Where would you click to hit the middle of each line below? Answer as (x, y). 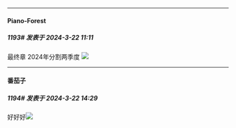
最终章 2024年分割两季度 (44, 56)
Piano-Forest (27, 20)
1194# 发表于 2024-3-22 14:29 (53, 98)
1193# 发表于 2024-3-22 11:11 (50, 38)
